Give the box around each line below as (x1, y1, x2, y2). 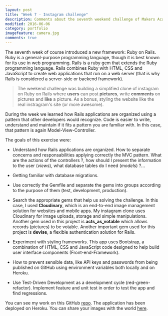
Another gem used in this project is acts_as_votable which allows (12, 218, 147, 224)
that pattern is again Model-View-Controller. (5, 127, 96, 133)
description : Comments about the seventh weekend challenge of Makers (5, 17, 155, 22)
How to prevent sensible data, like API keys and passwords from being (12, 259, 158, 265)
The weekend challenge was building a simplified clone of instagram (17, 85, 159, 91)
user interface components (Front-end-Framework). (12, 249, 120, 255)
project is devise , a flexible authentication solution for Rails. (12, 229, 136, 235)
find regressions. (12, 290, 47, 296)
